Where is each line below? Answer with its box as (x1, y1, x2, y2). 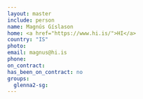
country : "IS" (7, 36, 49, 43)
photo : (7, 43, 27, 49)
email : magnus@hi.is (7, 49, 68, 56)
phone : (7, 56, 27, 63)
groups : (7, 75, 30, 82)
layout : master (7, 10, 52, 17)
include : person (7, 17, 55, 24)
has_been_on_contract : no (7, 68, 83, 75)
